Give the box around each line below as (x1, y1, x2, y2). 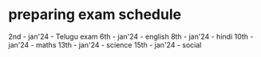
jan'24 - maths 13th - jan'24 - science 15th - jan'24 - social (8, 40, 202, 49)
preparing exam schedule (8, 6, 182, 24)
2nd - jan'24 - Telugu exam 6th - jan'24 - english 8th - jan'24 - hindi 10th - (8, 32, 254, 41)
